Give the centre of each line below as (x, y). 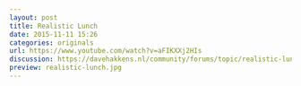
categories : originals (52, 43)
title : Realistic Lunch (54, 26)
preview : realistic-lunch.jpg (66, 68)
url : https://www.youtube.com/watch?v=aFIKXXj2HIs (106, 51)
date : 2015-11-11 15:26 (54, 34)
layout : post (34, 17)
